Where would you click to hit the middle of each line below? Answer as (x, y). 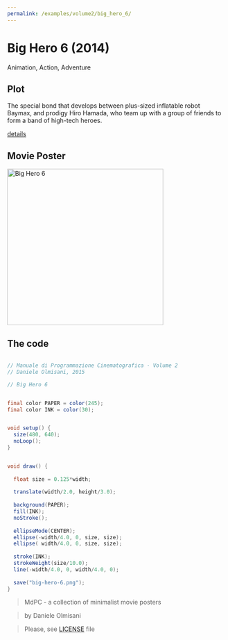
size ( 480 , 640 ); (37, 435)
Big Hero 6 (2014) (59, 48)
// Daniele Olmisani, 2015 (46, 372)
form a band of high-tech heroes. (55, 121)
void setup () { (29, 428)
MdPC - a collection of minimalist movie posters (93, 602)
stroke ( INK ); (32, 557)
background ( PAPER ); (42, 505)
